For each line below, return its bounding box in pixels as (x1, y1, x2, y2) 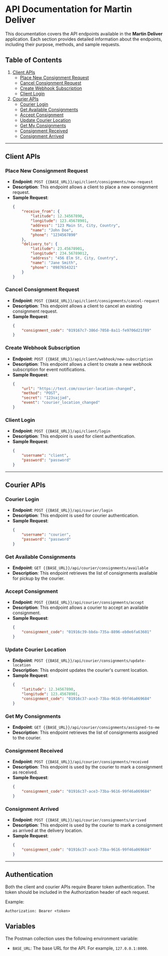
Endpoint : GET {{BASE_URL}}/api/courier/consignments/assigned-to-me (12, 724, 160, 730)
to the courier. (12, 735, 41, 741)
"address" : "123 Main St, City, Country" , (30, 223, 120, 228)
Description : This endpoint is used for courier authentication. (12, 513, 139, 519)
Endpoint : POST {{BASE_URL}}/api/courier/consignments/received (12, 759, 148, 765)
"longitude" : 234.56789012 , (30, 251, 89, 256)
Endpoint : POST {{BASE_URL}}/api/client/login (12, 428, 111, 434)
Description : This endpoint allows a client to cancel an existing (12, 303, 142, 309)
